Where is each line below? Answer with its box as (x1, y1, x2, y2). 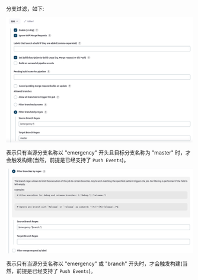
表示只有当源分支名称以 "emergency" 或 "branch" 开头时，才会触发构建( (6, 260, 183, 267)
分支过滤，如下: (6, 5, 44, 12)
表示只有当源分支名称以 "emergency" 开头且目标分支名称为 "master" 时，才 (6, 149, 191, 156)
